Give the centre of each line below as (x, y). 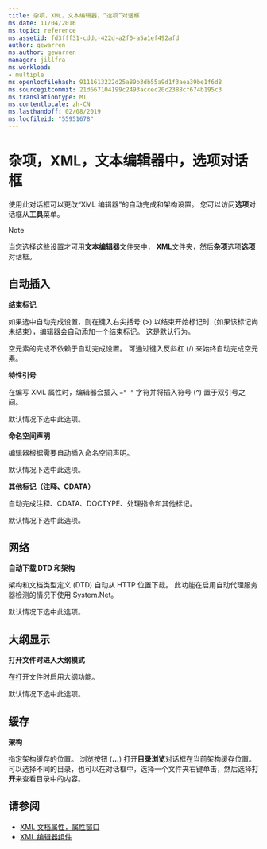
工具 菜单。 (46, 214)
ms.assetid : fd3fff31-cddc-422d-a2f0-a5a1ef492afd (94, 38)
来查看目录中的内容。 (50, 779)
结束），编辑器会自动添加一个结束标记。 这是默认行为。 (104, 331)
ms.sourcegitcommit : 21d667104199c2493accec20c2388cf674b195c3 (115, 89)
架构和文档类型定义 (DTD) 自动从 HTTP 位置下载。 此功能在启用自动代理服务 (133, 585)
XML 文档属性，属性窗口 (60, 827)
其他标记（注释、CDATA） (52, 487)
